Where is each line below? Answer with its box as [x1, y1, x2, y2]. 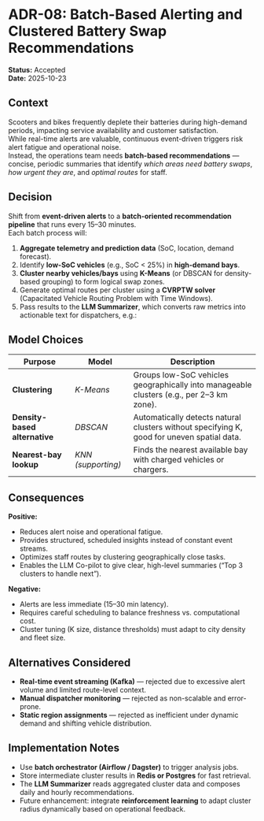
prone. [19, 702, 42, 711]
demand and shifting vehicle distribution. [19, 719, 152, 728]
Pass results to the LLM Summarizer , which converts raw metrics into [19, 302, 246, 311]
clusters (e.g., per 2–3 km [133, 389, 228, 400]
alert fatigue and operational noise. [8, 142, 122, 151]
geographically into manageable [133, 380, 252, 391]
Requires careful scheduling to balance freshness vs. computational [19, 608, 240, 618]
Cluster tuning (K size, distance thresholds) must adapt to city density [19, 625, 246, 634]
